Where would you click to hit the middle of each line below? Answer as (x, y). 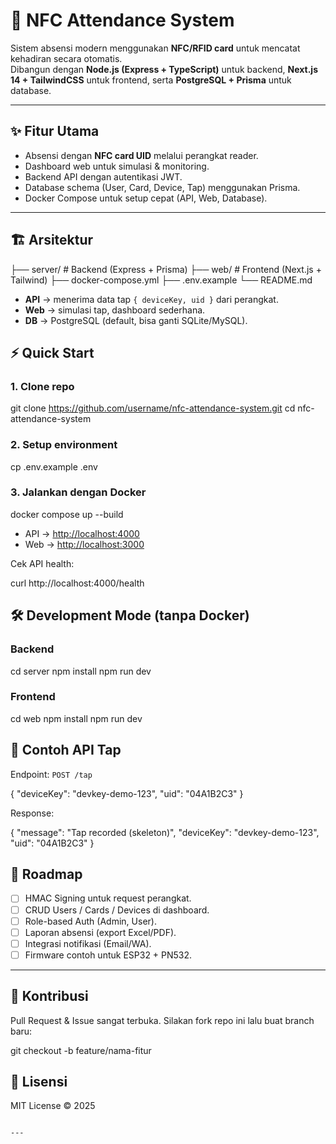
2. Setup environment (64, 445)
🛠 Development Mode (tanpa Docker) (130, 615)
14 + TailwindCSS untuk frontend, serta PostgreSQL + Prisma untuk (151, 80)
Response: (32, 813)
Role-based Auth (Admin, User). (90, 921)
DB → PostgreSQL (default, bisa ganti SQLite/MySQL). (136, 320)
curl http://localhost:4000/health (77, 583)
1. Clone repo (42, 386)
